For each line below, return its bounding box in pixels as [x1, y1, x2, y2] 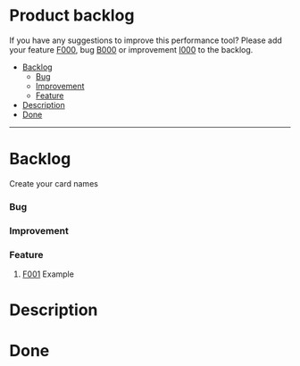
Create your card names [9, 178, 98, 188]
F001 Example [21, 269, 74, 279]
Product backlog [9, 5, 135, 26]
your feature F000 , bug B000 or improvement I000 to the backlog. [9, 44, 254, 54]
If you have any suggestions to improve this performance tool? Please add [9, 35, 283, 46]
